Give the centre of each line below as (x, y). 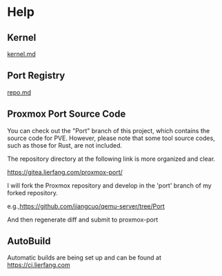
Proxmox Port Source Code (67, 114)
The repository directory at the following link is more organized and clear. (111, 159)
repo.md (19, 92)
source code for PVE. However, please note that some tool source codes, (111, 138)
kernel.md (21, 54)
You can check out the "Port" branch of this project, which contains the (109, 130)
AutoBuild (29, 241)
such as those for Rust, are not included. (65, 145)
